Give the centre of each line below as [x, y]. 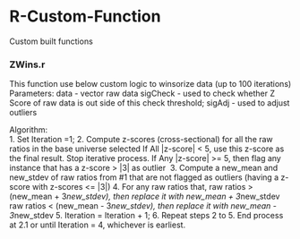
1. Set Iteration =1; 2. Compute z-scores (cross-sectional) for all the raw [141, 140]
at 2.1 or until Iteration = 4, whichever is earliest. [98, 225]
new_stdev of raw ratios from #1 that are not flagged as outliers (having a [144, 177]
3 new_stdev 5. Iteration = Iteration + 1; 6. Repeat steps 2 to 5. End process [146, 216]
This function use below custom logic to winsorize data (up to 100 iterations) [150, 84]
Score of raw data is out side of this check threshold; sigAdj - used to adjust [150, 103]
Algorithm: [28, 130]
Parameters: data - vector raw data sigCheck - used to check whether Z [142, 94]
